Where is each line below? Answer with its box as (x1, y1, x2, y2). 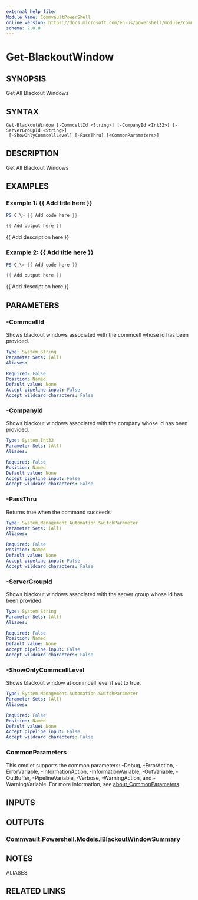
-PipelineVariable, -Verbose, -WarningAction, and (32, 774, 152, 781)
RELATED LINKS (6, 886, 66, 896)
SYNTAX (6, 107, 39, 117)
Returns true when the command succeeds (6, 508, 111, 515)
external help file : (6, 8, 57, 15)
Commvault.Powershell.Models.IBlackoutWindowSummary (6, 835, 181, 843)
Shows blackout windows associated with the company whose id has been (6, 420, 188, 427)
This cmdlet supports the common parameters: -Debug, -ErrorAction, (6, 761, 175, 768)
